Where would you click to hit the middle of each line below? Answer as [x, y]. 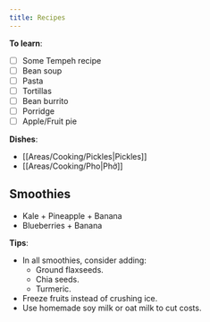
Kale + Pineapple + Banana [72, 215]
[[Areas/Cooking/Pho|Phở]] [72, 166]
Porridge [38, 111]
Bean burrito [45, 100]
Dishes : [24, 139]
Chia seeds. [57, 279]
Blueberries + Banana [62, 225]
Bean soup [42, 70]
